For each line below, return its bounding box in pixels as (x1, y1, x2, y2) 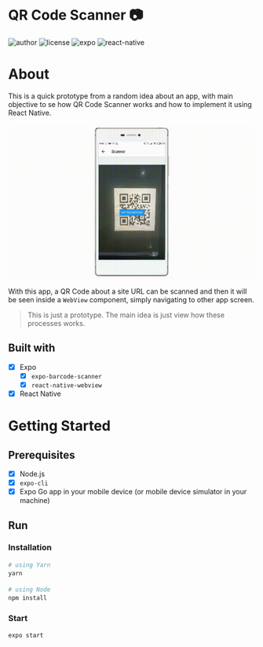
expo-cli (19, 479, 49, 487)
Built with (8, 342, 56, 355)
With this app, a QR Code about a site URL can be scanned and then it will (8, 287, 247, 296)
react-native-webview (31, 381, 102, 390)
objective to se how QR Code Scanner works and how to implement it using (8, 99, 253, 109)
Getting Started (8, 417, 111, 435)
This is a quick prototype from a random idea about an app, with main (8, 91, 233, 101)
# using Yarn (8, 560, 51, 569)
